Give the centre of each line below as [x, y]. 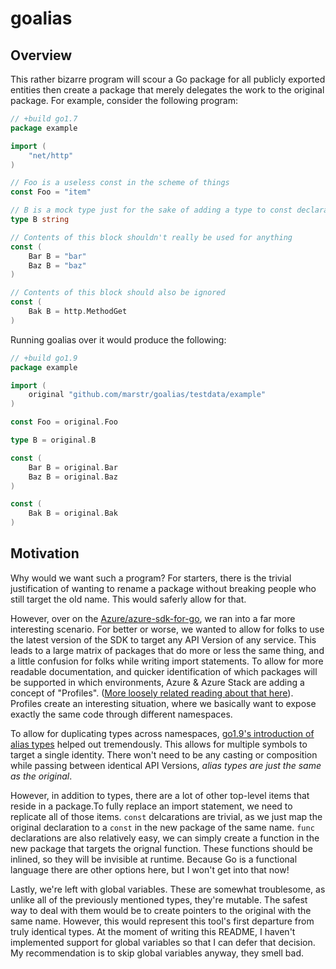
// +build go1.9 [44, 358]
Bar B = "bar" [57, 256]
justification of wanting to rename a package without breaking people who [163, 588]
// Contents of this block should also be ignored [118, 293]
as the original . [41, 776]
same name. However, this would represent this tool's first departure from [162, 921]
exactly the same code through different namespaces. [121, 714]
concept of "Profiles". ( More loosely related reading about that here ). [152, 693]
